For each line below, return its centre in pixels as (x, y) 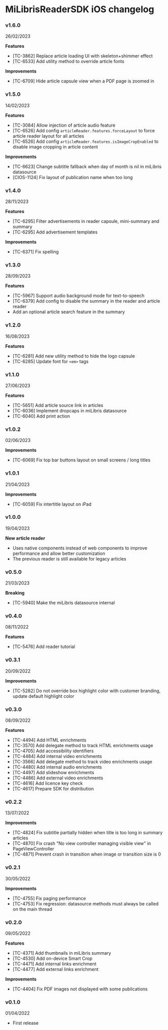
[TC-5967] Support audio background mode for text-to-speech (78, 296)
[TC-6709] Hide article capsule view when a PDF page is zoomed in (83, 81)
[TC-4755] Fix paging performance (49, 898)
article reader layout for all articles (48, 136)
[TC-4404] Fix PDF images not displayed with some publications (80, 989)
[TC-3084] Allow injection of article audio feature (64, 125)
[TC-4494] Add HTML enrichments (49, 740)
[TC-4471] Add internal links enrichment (54, 964)
